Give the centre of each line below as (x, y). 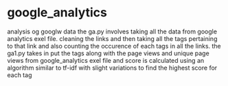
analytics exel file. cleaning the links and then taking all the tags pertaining (112, 38)
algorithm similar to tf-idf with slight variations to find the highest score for (112, 68)
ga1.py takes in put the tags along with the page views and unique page (108, 53)
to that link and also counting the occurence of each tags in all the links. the (114, 46)
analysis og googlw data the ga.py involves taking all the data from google (112, 31)
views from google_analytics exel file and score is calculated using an (106, 60)
